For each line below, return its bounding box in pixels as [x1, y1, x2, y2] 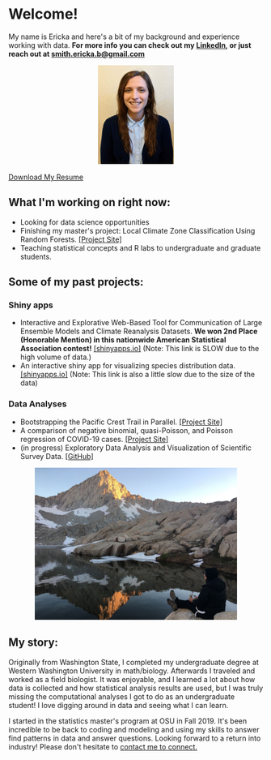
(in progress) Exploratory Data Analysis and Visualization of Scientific [19, 443, 252, 453]
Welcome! [8, 5, 78, 24]
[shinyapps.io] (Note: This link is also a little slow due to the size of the [19, 370, 256, 380]
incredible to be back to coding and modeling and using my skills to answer [8, 724, 260, 734]
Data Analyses [8, 398, 67, 410]
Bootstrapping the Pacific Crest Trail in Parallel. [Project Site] [19, 417, 223, 427]
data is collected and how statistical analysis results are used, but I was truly [8, 683, 264, 693]
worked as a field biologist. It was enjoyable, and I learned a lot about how [8, 674, 256, 684]
